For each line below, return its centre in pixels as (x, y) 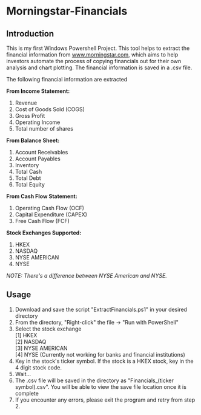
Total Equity (30, 184)
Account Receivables (41, 152)
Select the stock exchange (48, 329)
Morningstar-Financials (67, 11)
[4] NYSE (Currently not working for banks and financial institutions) (100, 354)
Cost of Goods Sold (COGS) (50, 109)
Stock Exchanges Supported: (44, 233)
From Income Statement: (38, 91)
